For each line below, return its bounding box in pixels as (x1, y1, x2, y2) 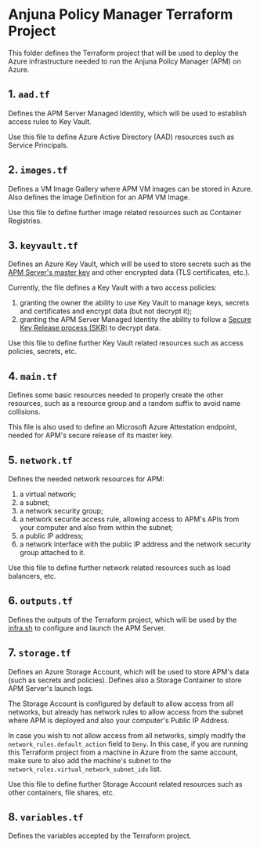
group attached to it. (19, 548, 86, 557)
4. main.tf (8, 369, 58, 382)
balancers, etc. (8, 572, 56, 580)
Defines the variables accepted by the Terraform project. (8, 831, 192, 841)
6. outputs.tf (8, 594, 73, 608)
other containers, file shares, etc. (8, 788, 115, 797)
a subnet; (19, 498, 51, 507)
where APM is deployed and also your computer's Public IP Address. (8, 715, 229, 725)
